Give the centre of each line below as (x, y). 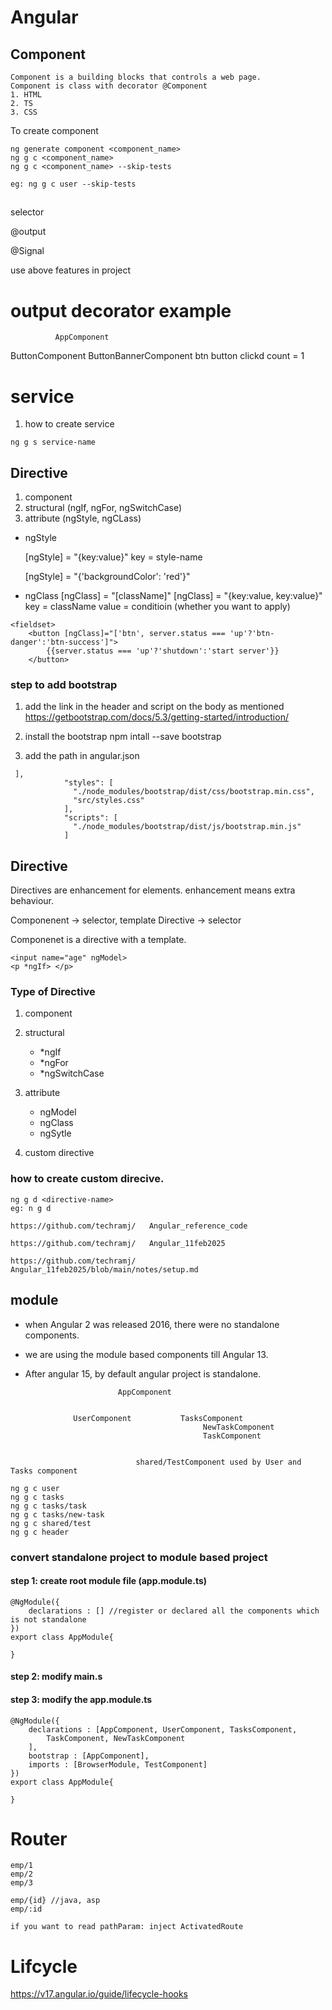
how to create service (69, 424)
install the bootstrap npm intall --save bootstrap (123, 737)
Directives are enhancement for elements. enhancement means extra (153, 890)
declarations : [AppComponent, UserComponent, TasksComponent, (163, 1729)
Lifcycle (44, 1966)
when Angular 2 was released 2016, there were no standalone (152, 1324)
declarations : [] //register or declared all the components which (174, 1611)
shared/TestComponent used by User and (218, 1462)
